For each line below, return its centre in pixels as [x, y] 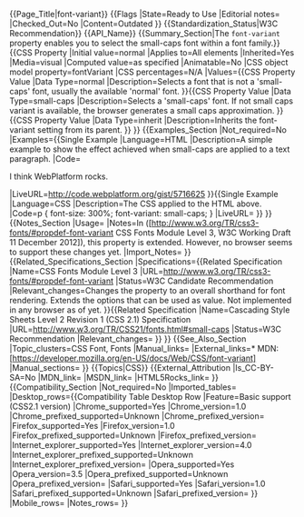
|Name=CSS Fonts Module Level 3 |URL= [87, 271]
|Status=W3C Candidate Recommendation [195, 281]
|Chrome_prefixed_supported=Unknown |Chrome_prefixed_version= [137, 416]
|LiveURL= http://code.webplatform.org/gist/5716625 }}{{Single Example [144, 194]
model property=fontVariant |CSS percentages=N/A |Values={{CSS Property [152, 72]
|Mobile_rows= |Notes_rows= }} [69, 503]
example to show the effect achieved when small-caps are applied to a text [150, 149]
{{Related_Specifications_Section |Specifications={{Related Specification [146, 262]
